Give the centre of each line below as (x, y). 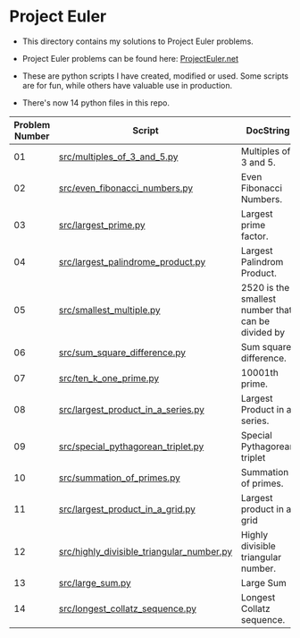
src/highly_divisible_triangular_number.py (146, 551)
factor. (255, 236)
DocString (268, 130)
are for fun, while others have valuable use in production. (127, 85)
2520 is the (265, 287)
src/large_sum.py (95, 583)
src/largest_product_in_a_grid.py (127, 509)
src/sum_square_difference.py (122, 353)
